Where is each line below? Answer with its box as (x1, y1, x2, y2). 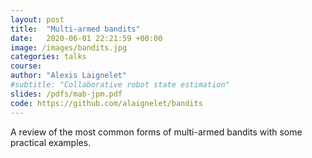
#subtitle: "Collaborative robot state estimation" (10, 80, 230, 90)
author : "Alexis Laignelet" (10, 71, 128, 81)
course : (10, 61, 43, 71)
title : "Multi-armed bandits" (10, 24, 141, 34)
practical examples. (10, 136, 92, 148)
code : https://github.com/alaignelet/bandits (10, 98, 203, 108)
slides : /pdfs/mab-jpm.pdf (10, 89, 123, 99)
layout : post (10, 14, 65, 25)
